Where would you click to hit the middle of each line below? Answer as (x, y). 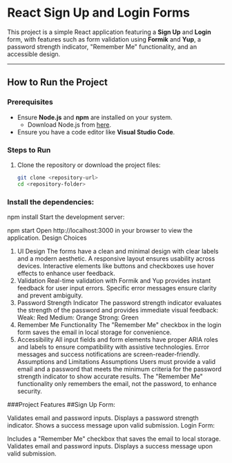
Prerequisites (30, 102)
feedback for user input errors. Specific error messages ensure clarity (117, 288)
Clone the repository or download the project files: (89, 165)
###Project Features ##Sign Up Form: (61, 404)
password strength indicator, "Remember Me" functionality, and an (102, 46)
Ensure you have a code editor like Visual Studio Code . (96, 132)
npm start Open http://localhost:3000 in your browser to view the (100, 230)
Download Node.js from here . (69, 124)
